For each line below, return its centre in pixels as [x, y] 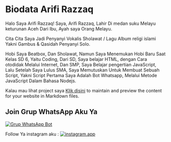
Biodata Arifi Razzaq [49, 9]
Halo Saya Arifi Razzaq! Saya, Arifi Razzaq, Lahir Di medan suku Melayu [81, 23]
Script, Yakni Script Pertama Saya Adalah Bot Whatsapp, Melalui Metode [81, 75]
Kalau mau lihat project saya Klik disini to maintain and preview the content [83, 90]
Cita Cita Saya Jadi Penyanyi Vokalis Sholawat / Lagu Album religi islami [81, 39]
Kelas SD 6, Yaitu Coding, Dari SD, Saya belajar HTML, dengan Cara [76, 59]
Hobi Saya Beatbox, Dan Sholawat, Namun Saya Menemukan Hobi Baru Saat [85, 54]
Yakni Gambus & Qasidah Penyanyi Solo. [48, 44]
